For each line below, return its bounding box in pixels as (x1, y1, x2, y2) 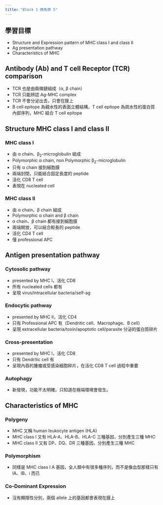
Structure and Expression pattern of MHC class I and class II (12, 40, 134, 46)
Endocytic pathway (5, 302, 52, 309)
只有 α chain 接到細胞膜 (12, 164, 60, 170)
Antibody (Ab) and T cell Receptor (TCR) (5, 64, 130, 72)
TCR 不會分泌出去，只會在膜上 (12, 98, 74, 104)
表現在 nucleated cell (12, 183, 55, 188)
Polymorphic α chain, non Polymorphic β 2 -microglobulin (12, 157, 126, 164)
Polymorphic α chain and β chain (12, 212, 79, 218)
